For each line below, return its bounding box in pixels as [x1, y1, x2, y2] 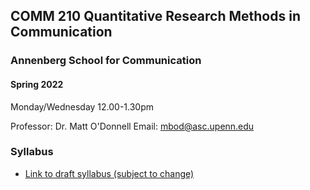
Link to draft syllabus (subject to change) [24, 167, 195, 179]
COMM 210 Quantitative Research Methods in [10, 8, 301, 25]
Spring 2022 [10, 78, 64, 90]
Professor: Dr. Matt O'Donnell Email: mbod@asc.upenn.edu [10, 120, 255, 132]
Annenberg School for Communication [10, 54, 202, 68]
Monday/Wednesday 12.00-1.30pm [10, 100, 155, 113]
